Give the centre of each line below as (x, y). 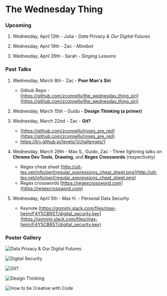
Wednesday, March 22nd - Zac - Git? (52, 121)
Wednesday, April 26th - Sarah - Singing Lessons (64, 56)
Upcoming (18, 25)
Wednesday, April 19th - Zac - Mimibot (53, 46)
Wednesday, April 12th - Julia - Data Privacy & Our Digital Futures (81, 36)
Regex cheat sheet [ (41, 167)
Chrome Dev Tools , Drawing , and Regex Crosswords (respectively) (84, 157)
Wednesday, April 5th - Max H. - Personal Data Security (71, 198)
